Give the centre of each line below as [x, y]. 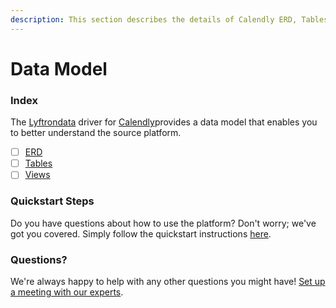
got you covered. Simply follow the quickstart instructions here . [141, 233]
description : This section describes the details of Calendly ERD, [154, 19]
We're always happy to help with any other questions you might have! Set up [168, 281]
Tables [38, 163]
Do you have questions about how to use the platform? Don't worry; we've [163, 223]
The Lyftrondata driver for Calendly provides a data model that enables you [164, 122]
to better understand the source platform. [96, 133]
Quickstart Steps [52, 201]
